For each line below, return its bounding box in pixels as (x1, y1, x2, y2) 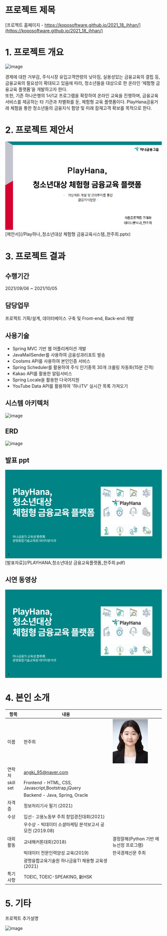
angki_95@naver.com (23, 769, 69, 775)
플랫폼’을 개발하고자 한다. (18, 86, 68, 92)
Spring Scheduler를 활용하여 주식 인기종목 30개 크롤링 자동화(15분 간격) (12, 364, 154, 370)
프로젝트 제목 (5, 4, 56, 16)
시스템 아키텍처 (5, 399, 49, 407)
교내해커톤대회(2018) (23, 839, 67, 845)
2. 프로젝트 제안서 (5, 124, 74, 136)
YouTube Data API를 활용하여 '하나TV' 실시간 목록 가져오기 (12, 383, 128, 389)
